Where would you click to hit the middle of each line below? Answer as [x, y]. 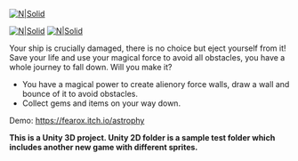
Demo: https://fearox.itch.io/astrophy [77, 121]
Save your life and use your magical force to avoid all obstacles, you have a [147, 57]
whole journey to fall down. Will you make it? [91, 67]
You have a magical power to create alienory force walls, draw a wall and [156, 84]
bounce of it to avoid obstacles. [80, 94]
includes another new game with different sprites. [104, 147]
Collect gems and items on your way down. [101, 103]
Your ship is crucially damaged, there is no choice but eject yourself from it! [148, 48]
